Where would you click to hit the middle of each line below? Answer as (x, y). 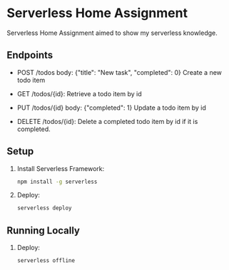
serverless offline (46, 261)
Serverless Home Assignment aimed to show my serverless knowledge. (112, 33)
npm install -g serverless (57, 182)
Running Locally (43, 230)
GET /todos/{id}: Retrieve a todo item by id (79, 93)
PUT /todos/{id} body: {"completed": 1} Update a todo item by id (111, 108)
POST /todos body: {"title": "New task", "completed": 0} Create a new (119, 72)
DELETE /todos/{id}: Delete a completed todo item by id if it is (107, 121)
